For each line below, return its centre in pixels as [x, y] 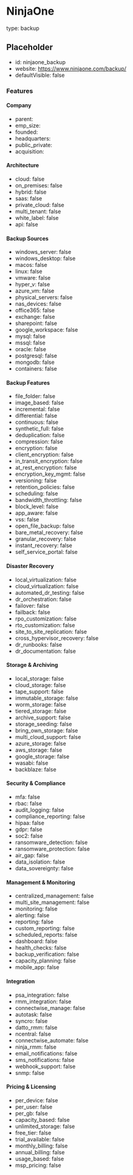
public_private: [34, 145]
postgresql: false [36, 356]
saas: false [29, 198]
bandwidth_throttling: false [48, 500]
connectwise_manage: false [50, 1008]
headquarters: [33, 138]
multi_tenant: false [38, 211]
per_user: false [34, 1107]
